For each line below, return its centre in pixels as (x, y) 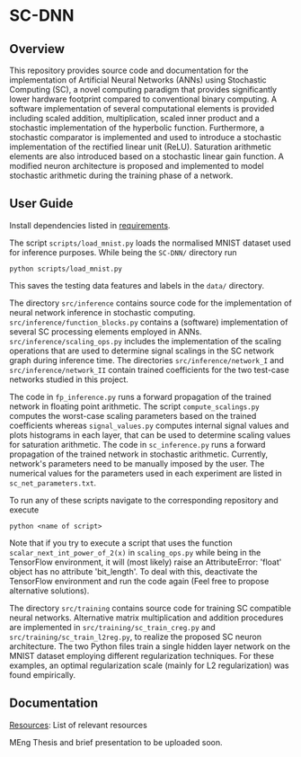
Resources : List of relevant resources (79, 725)
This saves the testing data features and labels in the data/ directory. (137, 285)
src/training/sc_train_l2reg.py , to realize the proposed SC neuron (136, 637)
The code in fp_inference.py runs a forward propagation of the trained (140, 396)
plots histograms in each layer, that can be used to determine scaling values (150, 435)
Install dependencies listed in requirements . (90, 225)
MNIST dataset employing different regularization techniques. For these (142, 655)
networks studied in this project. (69, 379)
